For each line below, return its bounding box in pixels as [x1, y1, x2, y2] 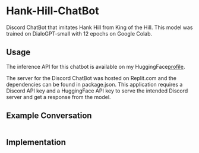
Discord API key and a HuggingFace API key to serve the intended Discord [6, 87, 188, 94]
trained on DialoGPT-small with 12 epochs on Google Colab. [6, 30, 153, 37]
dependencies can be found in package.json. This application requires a [6, 81, 183, 88]
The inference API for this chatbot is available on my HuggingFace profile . [6, 63, 185, 70]
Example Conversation [6, 111, 92, 121]
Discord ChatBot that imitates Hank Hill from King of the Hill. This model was [6, 24, 193, 31]
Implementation [6, 137, 67, 147]
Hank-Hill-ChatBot [6, 4, 99, 18]
